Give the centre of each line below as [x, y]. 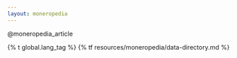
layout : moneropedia [38, 14]
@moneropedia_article [40, 34]
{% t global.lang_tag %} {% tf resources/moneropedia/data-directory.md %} [118, 47]
